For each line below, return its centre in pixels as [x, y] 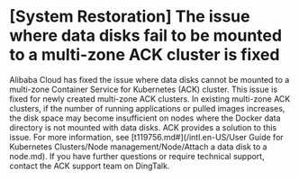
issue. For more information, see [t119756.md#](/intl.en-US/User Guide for [146, 137]
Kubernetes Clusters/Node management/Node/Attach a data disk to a [138, 147]
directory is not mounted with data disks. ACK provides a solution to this [143, 127]
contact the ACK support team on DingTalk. [90, 166]
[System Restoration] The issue [130, 17]
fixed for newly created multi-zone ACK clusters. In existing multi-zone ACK [150, 99]
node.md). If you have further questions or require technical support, [137, 156]
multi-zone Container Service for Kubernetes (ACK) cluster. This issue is [143, 89]
